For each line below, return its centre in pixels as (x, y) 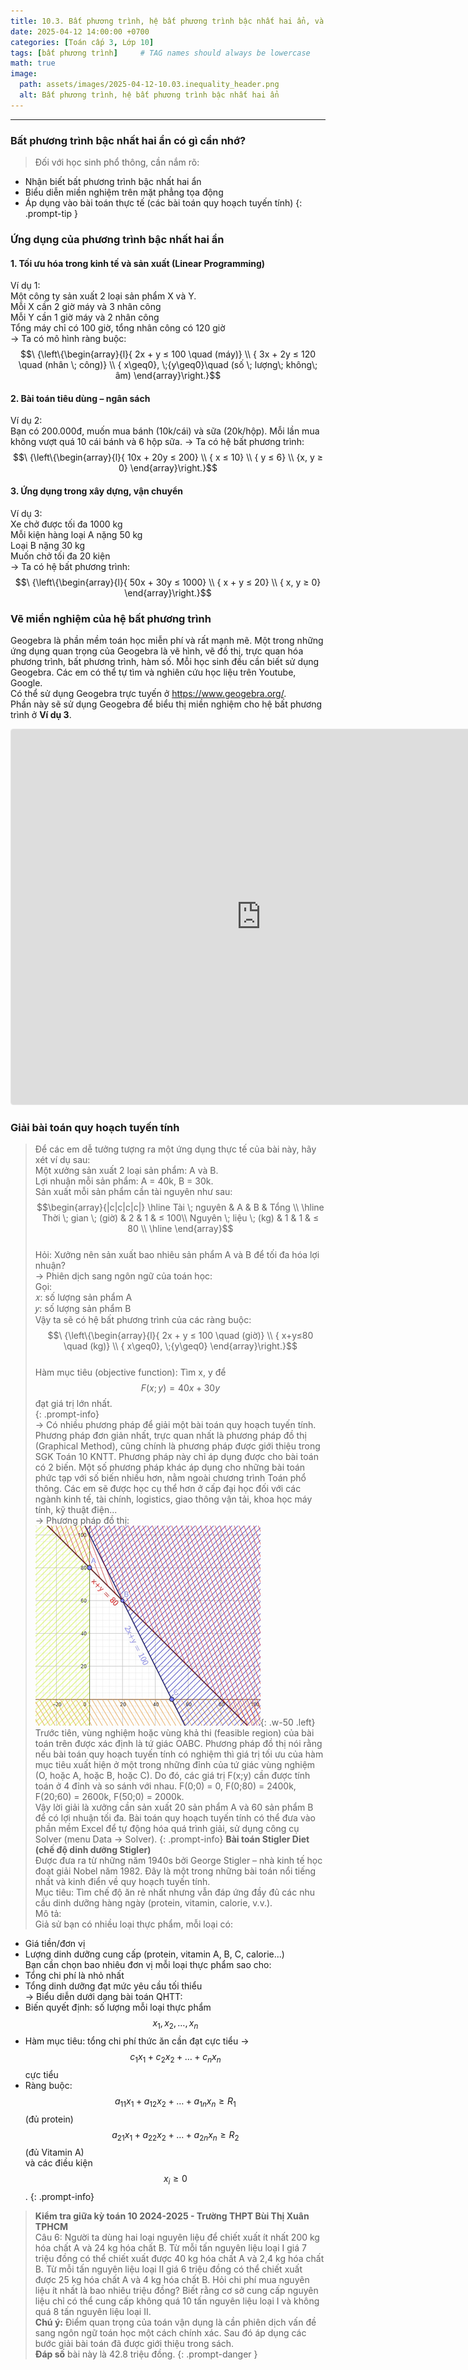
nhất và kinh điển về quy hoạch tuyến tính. (122, 1882)
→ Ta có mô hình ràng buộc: (68, 339)
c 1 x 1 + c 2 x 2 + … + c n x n (175, 2057)
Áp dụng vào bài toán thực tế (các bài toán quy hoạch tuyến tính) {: (163, 203)
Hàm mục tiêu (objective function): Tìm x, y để (130, 1372)
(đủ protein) (49, 2119)
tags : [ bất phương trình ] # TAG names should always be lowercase (160, 53)
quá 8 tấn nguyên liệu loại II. (93, 2312)
